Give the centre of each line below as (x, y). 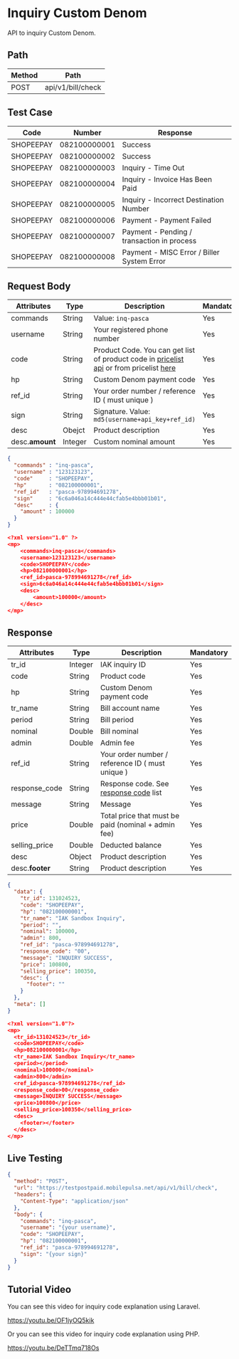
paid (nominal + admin (138, 825)
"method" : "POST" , (41, 1181)
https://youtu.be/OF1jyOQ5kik (51, 1321)
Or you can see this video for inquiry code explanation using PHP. (104, 1334)
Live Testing (35, 1158)
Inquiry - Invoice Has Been (167, 179)
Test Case (30, 113)
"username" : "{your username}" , (68, 1228)
